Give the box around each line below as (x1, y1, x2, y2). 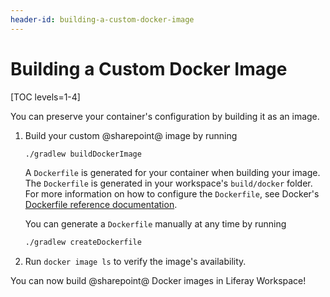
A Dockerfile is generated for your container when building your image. (24, 167, 321, 179)
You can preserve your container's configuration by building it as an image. (10, 110, 320, 122)
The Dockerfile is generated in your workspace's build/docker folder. (24, 177, 313, 190)
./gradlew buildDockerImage (24, 149, 142, 159)
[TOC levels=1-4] (10, 91, 81, 103)
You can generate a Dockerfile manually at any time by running (24, 218, 287, 230)
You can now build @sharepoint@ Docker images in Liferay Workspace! (10, 275, 307, 287)
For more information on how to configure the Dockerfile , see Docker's (24, 188, 320, 200)
